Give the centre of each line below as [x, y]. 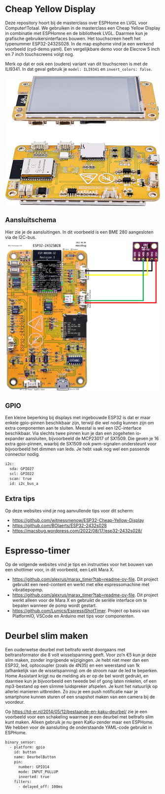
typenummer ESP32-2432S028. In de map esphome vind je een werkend [80, 43]
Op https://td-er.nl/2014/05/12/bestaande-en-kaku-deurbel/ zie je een [76, 712]
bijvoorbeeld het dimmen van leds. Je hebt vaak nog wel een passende [77, 449]
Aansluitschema [31, 220]
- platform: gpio [27, 747]
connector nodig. [23, 454]
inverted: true [34, 777]
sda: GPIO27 [22, 469]
